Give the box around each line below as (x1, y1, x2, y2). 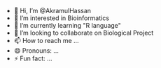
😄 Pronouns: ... (13, 46, 59, 55)
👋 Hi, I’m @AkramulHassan (13, 7, 92, 15)
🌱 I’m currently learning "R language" (13, 22, 121, 29)
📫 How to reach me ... (13, 37, 79, 44)
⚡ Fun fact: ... (13, 54, 52, 62)
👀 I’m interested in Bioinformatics (13, 14, 110, 22)
